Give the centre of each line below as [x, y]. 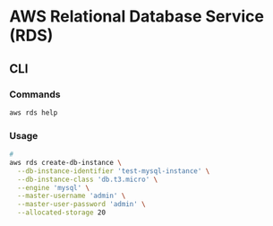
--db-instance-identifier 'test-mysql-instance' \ [114, 171]
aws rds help [34, 113]
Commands [35, 94]
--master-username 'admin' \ [72, 196]
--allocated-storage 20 [61, 213]
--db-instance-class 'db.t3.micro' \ [88, 179]
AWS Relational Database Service [136, 17]
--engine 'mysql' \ [54, 187]
